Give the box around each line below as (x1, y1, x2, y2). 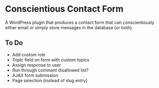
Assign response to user (12, 62, 61, 68)
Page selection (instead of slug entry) (12, 77, 88, 83)
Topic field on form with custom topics (12, 57, 89, 63)
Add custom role (12, 52, 46, 57)
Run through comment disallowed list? (12, 67, 89, 73)
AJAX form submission (12, 72, 58, 78)
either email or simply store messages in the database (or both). (5, 24, 133, 30)
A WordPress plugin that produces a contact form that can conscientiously (5, 19, 155, 25)
